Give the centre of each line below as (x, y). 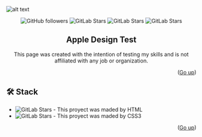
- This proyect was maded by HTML (98, 109)
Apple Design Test (101, 40)
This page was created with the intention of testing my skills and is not (101, 54)
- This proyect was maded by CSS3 (97, 116)
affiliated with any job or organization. (101, 61)
